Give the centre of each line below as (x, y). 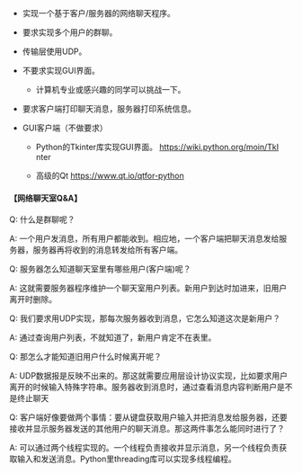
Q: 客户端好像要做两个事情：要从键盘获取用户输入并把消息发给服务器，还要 (148, 417)
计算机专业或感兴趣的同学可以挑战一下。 (111, 89)
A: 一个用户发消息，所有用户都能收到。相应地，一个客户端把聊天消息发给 (144, 239)
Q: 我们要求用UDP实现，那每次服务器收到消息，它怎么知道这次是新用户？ (145, 318)
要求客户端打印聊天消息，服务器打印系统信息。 (109, 109)
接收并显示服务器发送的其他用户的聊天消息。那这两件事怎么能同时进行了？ (147, 429)
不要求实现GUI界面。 (61, 71)
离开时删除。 (33, 299)
